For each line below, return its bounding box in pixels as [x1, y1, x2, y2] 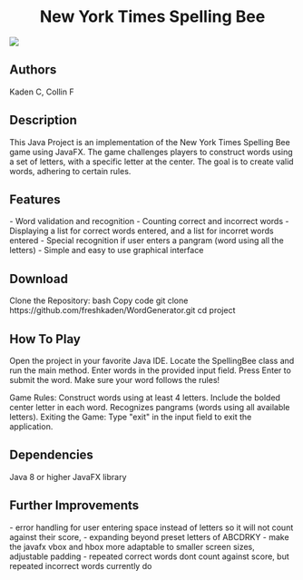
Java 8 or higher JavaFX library [9, 471, 127, 482]
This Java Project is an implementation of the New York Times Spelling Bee [9, 136, 290, 147]
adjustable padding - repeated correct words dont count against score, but [9, 551, 290, 562]
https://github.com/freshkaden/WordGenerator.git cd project [9, 305, 236, 316]
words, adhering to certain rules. [9, 165, 132, 176]
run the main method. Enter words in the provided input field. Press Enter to [9, 365, 292, 376]
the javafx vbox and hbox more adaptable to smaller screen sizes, [9, 541, 256, 552]
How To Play [9, 331, 82, 347]
